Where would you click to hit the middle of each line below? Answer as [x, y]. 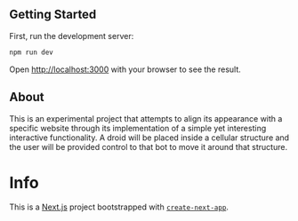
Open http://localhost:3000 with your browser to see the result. [125, 69]
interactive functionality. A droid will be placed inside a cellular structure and [149, 138]
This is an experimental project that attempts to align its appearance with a [146, 118]
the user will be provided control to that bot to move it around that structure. [148, 146]
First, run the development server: [72, 36]
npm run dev [31, 52]
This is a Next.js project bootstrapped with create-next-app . [119, 207]
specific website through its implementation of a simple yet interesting [138, 128]
